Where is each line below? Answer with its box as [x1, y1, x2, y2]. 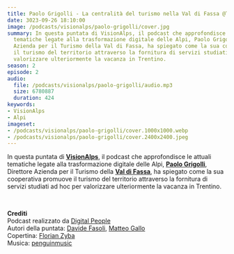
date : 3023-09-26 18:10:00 [7, 17, 86, 24]
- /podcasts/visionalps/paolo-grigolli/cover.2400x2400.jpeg [7, 133, 189, 140]
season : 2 [7, 62, 36, 69]
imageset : [7, 120, 36, 128]
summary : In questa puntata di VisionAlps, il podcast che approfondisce [7, 29, 226, 37]
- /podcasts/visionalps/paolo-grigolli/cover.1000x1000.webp [7, 127, 189, 134]
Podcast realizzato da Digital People [7, 217, 111, 225]
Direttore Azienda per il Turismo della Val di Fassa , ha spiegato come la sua [7, 167, 224, 176]
